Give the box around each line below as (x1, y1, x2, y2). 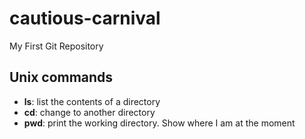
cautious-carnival (9, 7, 161, 30)
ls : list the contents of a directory (23, 95, 161, 107)
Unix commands (9, 69, 114, 86)
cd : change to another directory (23, 106, 156, 118)
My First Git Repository (9, 40, 104, 52)
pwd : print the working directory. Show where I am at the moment (23, 117, 296, 129)
